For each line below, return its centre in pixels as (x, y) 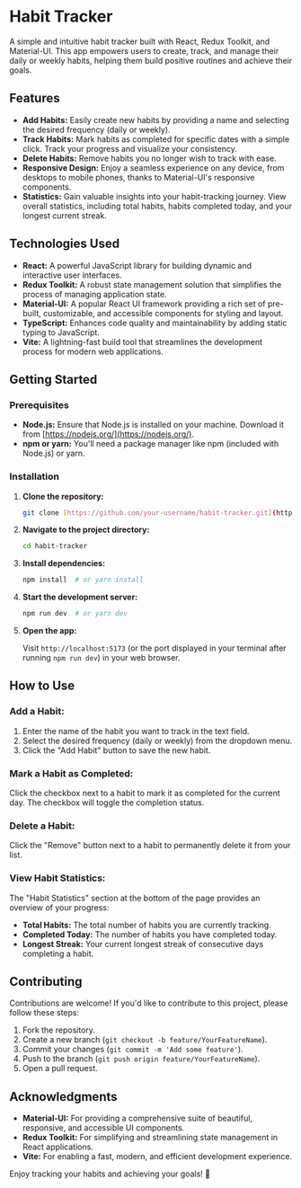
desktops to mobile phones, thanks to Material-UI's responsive (138, 177)
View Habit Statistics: (58, 878)
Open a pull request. (60, 1068)
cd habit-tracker (55, 546)
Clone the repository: (63, 496)
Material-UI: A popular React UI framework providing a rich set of (144, 304)
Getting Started (53, 379)
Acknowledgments (64, 1097)
